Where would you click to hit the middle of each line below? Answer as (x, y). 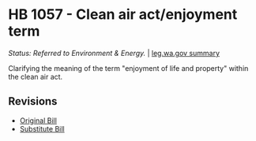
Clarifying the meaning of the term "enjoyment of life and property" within (128, 68)
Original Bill (38, 121)
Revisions (33, 101)
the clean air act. (36, 76)
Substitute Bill (42, 128)
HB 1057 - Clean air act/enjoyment (123, 15)
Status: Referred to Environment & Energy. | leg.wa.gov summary (114, 53)
